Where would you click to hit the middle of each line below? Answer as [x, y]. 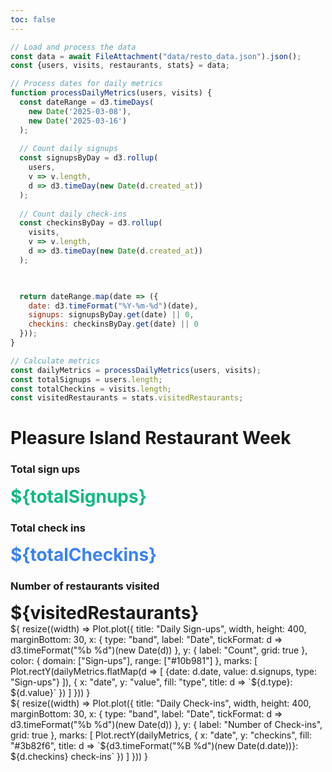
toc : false [33, 19]
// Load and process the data [73, 47]
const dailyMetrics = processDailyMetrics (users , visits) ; [136, 370]
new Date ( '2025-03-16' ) [78, 121]
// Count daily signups [68, 149]
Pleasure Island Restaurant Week [151, 438]
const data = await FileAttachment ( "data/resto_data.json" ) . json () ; [156, 56]
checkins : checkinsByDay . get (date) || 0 [113, 324]
